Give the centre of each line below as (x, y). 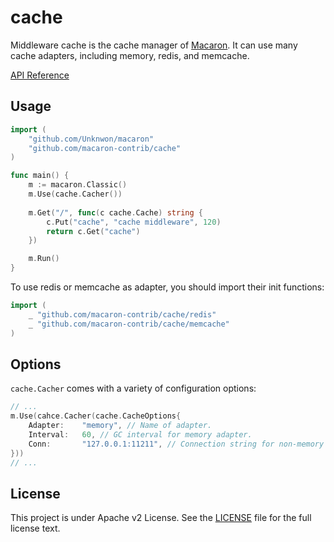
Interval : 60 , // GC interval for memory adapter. (140, 434)
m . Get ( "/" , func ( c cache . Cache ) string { (115, 212)
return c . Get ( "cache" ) (93, 231)
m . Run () (44, 259)
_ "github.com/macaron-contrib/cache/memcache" (129, 324)
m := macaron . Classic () (78, 185)
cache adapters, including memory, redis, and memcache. (130, 55)
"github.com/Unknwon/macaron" (91, 139)
